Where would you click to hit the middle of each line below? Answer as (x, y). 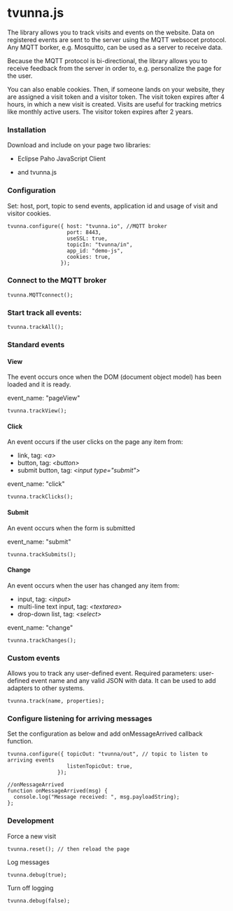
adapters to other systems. (46, 688)
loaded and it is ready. (39, 384)
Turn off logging (30, 888)
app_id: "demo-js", (95, 250)
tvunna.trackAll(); (36, 328)
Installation (27, 130)
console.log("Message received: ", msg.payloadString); (97, 797)
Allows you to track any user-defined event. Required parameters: (102, 673)
